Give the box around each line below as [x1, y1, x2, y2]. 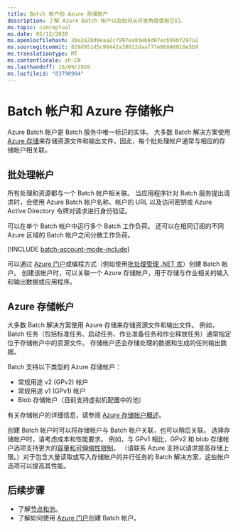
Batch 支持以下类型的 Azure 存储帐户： [7, 363, 122, 371]
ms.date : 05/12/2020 [7, 30, 69, 38]
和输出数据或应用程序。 [7, 277, 76, 286]
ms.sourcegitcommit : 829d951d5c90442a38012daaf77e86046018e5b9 [7, 43, 199, 51]
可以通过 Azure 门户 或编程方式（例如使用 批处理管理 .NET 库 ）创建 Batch [7, 260, 220, 268]
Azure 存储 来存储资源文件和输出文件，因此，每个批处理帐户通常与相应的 [7, 137, 220, 145]
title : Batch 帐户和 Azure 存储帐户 [7, 10, 109, 18]
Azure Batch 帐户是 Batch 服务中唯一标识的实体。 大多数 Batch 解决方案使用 [7, 128, 231, 136]
